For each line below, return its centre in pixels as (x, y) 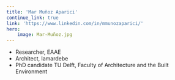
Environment (31, 71)
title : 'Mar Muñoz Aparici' (42, 12)
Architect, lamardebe (42, 59)
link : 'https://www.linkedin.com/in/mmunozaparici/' (75, 23)
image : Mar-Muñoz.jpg (45, 35)
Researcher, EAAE (38, 52)
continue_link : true (33, 18)
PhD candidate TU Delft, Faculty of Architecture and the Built (92, 65)
